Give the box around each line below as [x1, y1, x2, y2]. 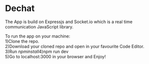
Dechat [5, 3, 35, 14]
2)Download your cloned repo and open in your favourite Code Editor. [5, 43, 145, 49]
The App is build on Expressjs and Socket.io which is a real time [5, 19, 132, 25]
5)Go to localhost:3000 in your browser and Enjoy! [5, 53, 106, 59]
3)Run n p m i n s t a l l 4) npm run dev [5, 49, 69, 54]
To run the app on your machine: [5, 33, 70, 39]
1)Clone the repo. [5, 38, 40, 44]
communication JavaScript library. [5, 24, 74, 29]
